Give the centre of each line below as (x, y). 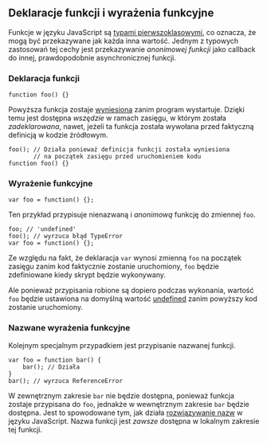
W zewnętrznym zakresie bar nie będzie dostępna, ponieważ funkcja (122, 395)
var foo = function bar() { (55, 360)
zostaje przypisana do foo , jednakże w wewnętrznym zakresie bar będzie (129, 404)
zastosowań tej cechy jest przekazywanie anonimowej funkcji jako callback (132, 49)
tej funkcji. (25, 429)
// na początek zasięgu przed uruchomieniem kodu (117, 157)
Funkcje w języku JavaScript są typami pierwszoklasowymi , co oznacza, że (132, 32)
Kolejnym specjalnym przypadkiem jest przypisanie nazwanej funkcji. (122, 345)
